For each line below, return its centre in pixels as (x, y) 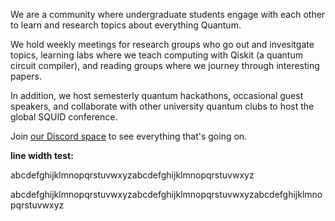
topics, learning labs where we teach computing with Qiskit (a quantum (156, 55)
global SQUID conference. (64, 117)
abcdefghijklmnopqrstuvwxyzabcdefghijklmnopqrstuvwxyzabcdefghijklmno (166, 194)
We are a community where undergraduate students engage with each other (168, 14)
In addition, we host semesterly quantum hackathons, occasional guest (157, 95)
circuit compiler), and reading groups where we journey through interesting (165, 65)
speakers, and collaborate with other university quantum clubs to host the (162, 106)
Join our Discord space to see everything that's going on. (129, 136)
